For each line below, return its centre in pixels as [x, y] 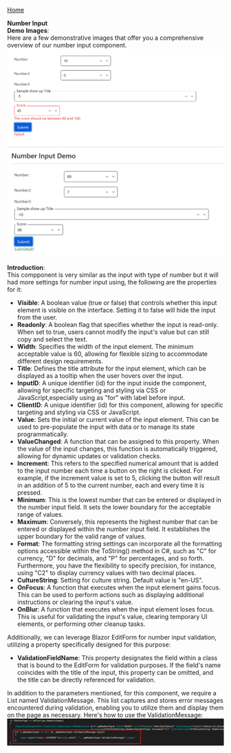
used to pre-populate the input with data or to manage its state [106, 427]
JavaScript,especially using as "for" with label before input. [101, 397]
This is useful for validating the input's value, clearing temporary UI [112, 616]
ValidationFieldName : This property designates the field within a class [117, 658]
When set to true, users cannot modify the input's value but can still [113, 332]
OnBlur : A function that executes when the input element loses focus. [115, 609]
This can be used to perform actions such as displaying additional [110, 594]
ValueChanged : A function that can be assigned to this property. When [118, 441]
